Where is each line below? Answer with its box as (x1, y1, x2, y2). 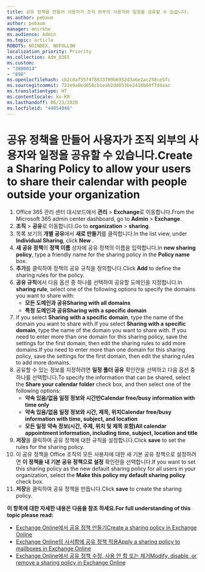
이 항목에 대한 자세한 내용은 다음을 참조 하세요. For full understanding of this (7, 504, 191, 512)
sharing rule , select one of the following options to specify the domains (15, 285, 196, 293)
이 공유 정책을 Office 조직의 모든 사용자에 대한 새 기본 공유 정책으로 (15, 451, 176, 458)
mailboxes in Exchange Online (15, 545, 91, 553)
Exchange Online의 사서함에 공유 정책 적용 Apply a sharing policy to (15, 538, 181, 545)
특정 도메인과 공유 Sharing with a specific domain (24, 307, 147, 314)
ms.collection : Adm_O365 (7, 54, 70, 60)
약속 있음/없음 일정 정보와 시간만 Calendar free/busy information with (24, 394, 195, 402)
